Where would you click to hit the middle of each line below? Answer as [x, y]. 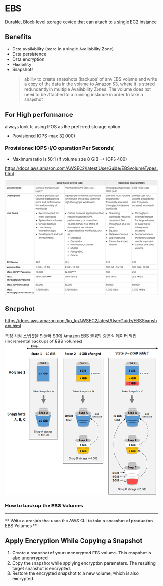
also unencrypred [30, 558]
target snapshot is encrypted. [41, 568]
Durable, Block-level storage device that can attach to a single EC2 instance [81, 22]
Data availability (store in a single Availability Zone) [63, 49]
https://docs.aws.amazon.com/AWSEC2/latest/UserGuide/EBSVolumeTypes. [81, 168]
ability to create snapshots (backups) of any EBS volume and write [91, 79]
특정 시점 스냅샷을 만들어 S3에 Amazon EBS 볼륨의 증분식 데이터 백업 [71, 336]
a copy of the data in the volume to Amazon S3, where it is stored [90, 84]
